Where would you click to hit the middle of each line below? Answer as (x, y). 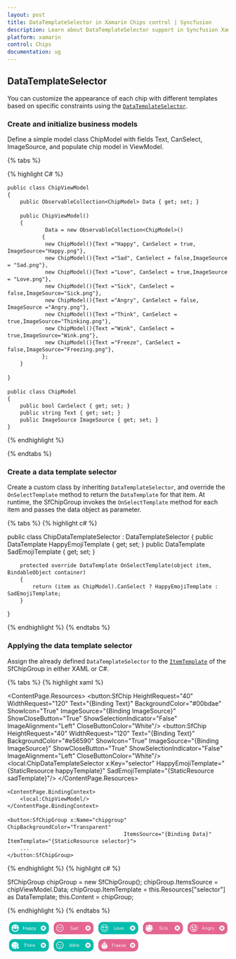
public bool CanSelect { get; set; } (75, 406)
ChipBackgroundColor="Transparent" (59, 827)
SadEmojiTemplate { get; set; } (51, 552)
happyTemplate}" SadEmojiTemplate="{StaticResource (135, 770)
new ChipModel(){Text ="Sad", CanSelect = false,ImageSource (136, 258)
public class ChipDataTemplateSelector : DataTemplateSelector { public (110, 537)
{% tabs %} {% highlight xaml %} (55, 682)
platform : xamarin (34, 37)
